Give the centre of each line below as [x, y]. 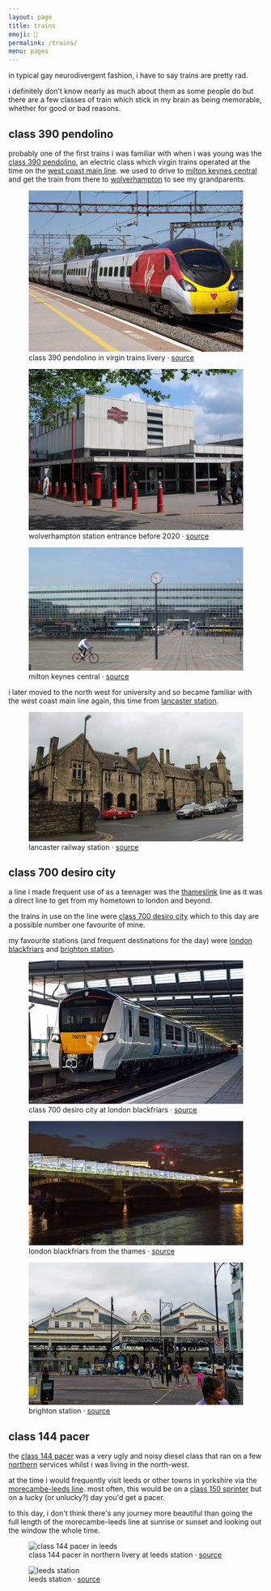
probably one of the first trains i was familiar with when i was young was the [135, 153]
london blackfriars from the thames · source [102, 1251]
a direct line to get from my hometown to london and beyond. [110, 901]
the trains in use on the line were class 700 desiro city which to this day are [134, 916]
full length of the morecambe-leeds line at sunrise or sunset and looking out [135, 1521]
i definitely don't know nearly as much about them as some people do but [131, 91]
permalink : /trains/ [43, 43]
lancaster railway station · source [84, 847]
